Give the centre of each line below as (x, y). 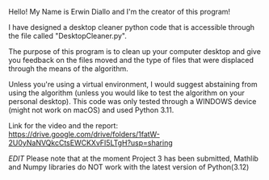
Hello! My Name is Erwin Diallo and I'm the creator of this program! (120, 12)
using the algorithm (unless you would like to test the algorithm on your (126, 93)
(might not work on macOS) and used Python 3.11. (91, 110)
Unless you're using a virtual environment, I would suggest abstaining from (133, 84)
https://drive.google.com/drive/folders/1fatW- (84, 134)
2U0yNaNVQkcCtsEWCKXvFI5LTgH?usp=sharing (91, 143)
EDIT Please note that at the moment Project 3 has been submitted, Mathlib (133, 158)
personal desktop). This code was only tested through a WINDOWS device (132, 101)
